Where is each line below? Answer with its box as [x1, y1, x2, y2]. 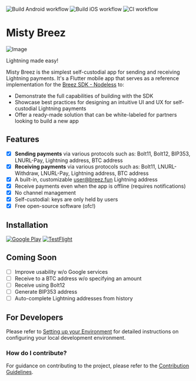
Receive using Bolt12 [14, 281, 65, 289]
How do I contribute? [6, 349, 67, 357]
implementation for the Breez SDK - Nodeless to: [6, 81, 125, 88]
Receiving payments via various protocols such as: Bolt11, [14, 163, 157, 170]
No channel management [14, 189, 77, 196]
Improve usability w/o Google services [14, 268, 108, 275]
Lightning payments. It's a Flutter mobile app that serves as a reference [6, 74, 180, 82]
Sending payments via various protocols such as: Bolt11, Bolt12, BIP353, [14, 150, 191, 157]
